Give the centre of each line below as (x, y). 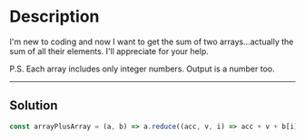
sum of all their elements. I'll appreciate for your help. (109, 51)
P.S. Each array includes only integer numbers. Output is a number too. (142, 69)
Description (54, 17)
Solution (34, 106)
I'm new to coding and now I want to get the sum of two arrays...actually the (152, 42)
